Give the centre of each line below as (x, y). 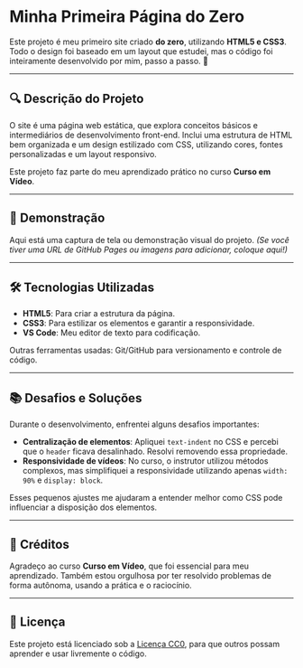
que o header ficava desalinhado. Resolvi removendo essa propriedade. (155, 452)
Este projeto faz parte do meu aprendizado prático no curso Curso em (140, 171)
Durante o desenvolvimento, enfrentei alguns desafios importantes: (134, 424)
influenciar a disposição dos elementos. (83, 507)
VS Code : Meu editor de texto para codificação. (111, 333)
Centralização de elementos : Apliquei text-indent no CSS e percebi (151, 442)
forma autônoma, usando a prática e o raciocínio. (101, 585)
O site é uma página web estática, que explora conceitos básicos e (134, 125)
